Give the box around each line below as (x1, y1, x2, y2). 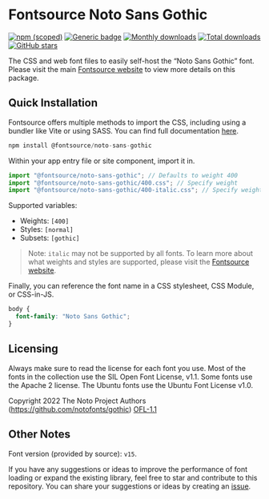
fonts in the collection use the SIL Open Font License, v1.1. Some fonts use (8, 372, 253, 381)
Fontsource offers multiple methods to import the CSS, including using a (8, 118, 247, 127)
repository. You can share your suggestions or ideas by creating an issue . (8, 481, 251, 491)
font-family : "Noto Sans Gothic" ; (15, 313, 130, 321)
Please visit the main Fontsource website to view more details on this (8, 64, 236, 74)
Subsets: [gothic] (19, 234, 80, 243)
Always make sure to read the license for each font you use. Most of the (8, 363, 247, 373)
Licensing (8, 342, 58, 356)
